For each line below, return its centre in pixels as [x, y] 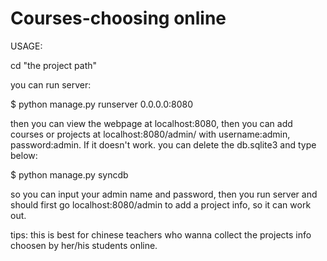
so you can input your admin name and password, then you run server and [164, 194]
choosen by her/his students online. [84, 245]
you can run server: [51, 84]
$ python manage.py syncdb [69, 174]
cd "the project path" [54, 65]
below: [24, 155]
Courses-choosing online [118, 18]
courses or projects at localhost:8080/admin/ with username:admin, [150, 134]
